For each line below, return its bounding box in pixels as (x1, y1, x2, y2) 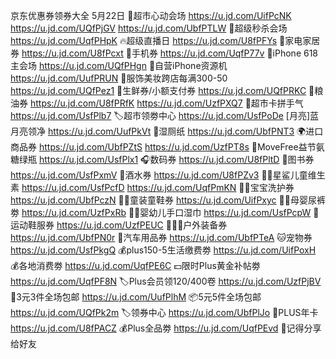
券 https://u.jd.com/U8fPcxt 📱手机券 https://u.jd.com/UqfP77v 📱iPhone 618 (10, 47, 319, 59)
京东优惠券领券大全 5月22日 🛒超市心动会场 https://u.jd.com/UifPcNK (10, 10, 292, 21)
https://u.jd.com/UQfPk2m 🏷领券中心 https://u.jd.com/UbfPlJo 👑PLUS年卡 (10, 307, 319, 318)
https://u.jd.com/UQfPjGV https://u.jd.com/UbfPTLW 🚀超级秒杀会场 (10, 22, 288, 34)
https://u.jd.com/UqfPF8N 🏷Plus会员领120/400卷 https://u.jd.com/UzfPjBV (10, 275, 322, 287)
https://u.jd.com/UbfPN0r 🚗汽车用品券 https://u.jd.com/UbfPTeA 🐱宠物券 (10, 232, 313, 243)
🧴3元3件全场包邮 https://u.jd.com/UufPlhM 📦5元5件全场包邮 (10, 291, 262, 303)
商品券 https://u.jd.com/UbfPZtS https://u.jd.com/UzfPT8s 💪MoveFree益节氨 (10, 141, 325, 153)
